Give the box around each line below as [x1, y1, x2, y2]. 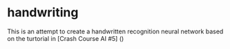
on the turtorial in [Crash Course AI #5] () [7, 34, 124, 42]
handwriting [7, 5, 79, 20]
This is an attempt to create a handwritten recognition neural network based [7, 27, 224, 35]
